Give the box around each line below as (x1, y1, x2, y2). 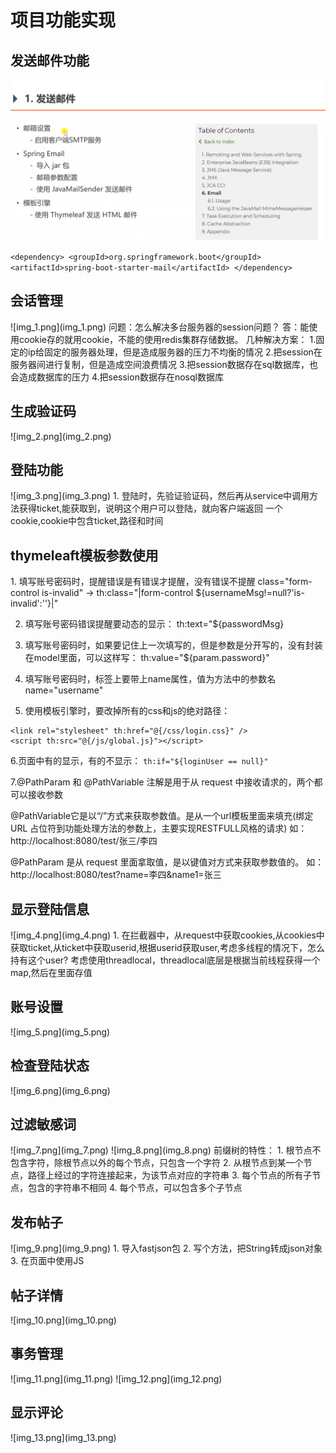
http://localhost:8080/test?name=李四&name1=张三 (10, 869, 222, 881)
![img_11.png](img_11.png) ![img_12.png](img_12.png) (10, 1372, 223, 1385)
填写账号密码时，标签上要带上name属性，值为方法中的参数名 (24, 673, 277, 685)
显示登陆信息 (10, 901, 90, 918)
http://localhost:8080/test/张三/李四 (10, 835, 158, 847)
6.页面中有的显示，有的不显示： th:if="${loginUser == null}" (10, 755, 269, 767)
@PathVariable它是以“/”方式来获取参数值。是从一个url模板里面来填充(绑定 (10, 810, 314, 822)
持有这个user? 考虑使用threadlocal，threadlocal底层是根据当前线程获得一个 (10, 954, 321, 966)
